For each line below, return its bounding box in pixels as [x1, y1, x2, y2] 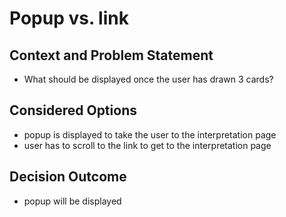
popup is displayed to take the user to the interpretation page [23, 128, 277, 141]
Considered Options [9, 102, 137, 119]
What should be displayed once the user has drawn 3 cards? [23, 73, 274, 85]
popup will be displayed [23, 195, 122, 207]
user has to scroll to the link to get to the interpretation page [23, 139, 272, 151]
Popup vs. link [9, 7, 129, 30]
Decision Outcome [9, 168, 127, 186]
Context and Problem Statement [9, 47, 214, 64]
